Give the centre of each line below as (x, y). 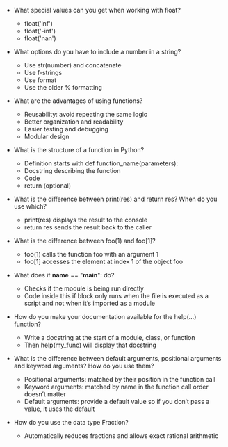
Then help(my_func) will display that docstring (90, 345)
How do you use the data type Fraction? (71, 422)
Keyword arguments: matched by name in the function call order (116, 387)
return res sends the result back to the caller (88, 227)
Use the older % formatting (63, 87)
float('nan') (40, 38)
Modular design (47, 136)
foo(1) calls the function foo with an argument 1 (91, 254)
